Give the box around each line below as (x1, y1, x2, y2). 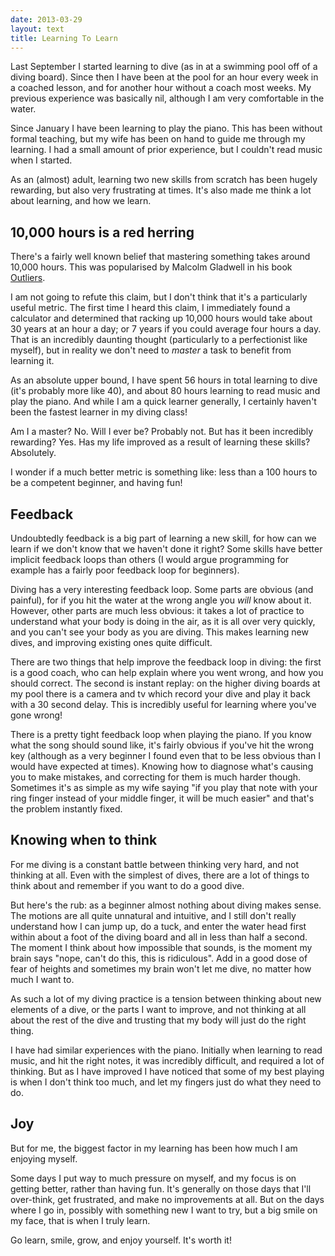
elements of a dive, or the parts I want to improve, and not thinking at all (10, 1003, 307, 1015)
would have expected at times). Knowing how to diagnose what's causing (10, 761, 314, 772)
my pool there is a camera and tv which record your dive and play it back (10, 688, 311, 700)
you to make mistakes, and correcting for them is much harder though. (10, 771, 302, 783)
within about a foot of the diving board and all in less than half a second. (10, 931, 308, 943)
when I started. (10, 154, 73, 166)
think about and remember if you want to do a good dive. (10, 879, 245, 891)
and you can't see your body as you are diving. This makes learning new (10, 626, 309, 638)
